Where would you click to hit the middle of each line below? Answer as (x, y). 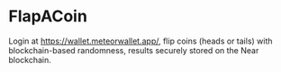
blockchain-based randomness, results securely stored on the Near (134, 50)
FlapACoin (48, 16)
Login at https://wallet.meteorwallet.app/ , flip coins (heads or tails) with (140, 41)
